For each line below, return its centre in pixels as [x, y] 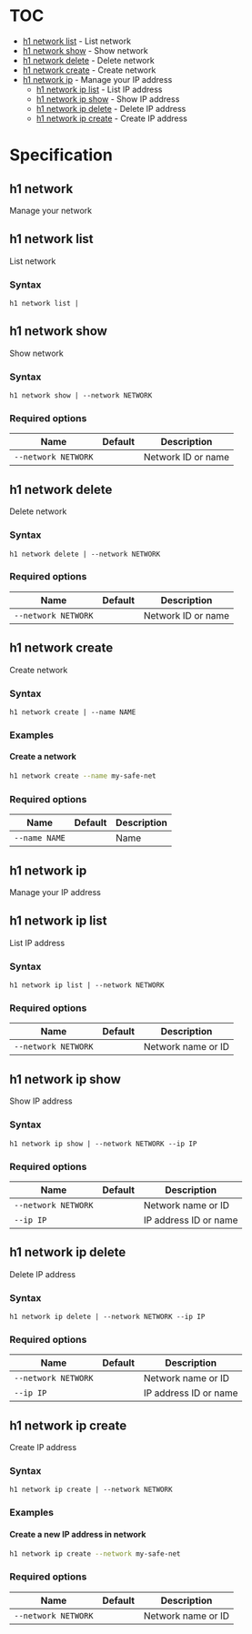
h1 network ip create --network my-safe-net [95, 1553]
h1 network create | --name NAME [73, 712]
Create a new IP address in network [78, 1534]
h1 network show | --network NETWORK [81, 396]
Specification [61, 155]
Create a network [43, 757]
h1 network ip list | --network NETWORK [87, 985]
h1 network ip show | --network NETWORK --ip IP [103, 1144]
